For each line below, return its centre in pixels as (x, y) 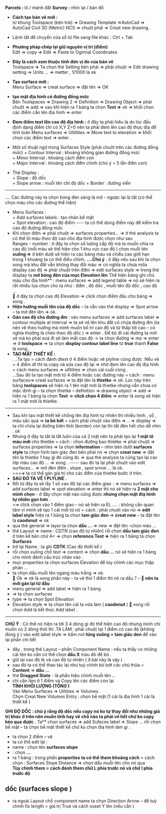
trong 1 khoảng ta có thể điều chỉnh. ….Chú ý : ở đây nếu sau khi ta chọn (86, 259)
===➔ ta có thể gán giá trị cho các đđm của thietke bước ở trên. (77, 473)
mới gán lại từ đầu (31, 583)
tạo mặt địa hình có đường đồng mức (51, 97)
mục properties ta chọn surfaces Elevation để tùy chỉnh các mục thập (83, 562)
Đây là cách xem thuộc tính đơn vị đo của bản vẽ (63, 62)
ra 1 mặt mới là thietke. (35, 401)
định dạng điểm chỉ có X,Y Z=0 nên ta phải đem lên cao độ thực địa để (84, 127)
